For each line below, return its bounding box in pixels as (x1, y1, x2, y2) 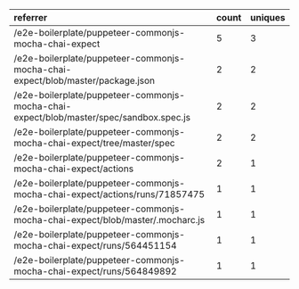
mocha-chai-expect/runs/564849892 (13, 265, 177, 277)
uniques (250, 12, 286, 23)
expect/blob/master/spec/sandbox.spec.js (13, 111, 191, 123)
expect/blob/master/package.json (13, 75, 156, 87)
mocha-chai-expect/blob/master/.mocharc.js (13, 214, 206, 226)
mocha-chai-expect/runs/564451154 (13, 240, 177, 252)
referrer (13, 12, 48, 23)
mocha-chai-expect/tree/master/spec (13, 137, 175, 149)
